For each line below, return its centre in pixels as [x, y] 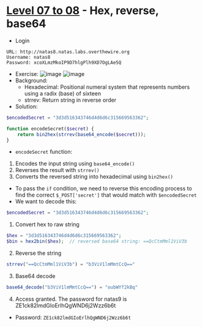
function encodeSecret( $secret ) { [50, 129]
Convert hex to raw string [47, 225]
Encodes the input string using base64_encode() [75, 163]
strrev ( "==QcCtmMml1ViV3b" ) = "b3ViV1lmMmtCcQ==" [71, 265]
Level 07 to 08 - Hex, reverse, [83, 11]
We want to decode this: [46, 201]
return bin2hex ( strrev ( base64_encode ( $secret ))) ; [82, 134]
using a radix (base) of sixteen [63, 93]
